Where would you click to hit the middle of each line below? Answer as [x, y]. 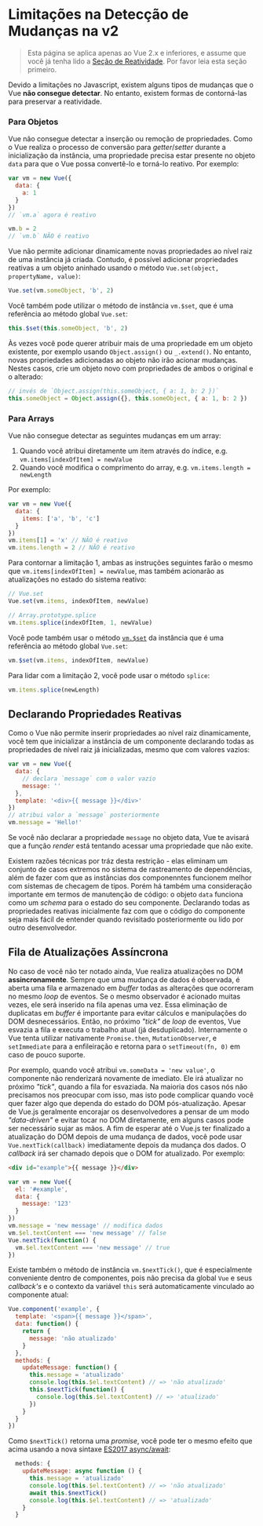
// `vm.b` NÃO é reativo [49, 236]
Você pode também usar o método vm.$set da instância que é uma [116, 637]
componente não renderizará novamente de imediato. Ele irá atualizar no [126, 1078]
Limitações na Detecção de [99, 15]
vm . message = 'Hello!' [45, 823]
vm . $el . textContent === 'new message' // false [88, 1233]
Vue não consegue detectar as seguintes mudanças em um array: [115, 436]
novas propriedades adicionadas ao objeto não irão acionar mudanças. [123, 360]
